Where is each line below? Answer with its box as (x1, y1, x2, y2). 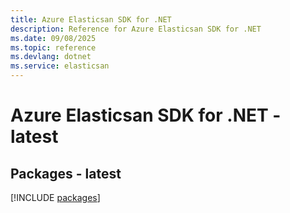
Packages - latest (10, 165, 122, 182)
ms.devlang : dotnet (10, 52, 92, 62)
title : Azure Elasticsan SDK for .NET (10, 14, 172, 25)
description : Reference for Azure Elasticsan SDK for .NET (10, 24, 262, 34)
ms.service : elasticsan (10, 61, 110, 71)
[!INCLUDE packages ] (10, 192, 101, 203)
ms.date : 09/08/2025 (10, 33, 97, 43)
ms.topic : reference (10, 42, 97, 53)
